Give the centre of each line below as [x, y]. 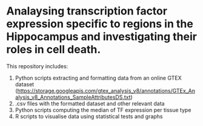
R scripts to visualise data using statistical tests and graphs [89, 116]
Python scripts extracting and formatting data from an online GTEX [98, 78]
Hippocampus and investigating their [101, 37]
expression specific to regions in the [100, 24]
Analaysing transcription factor [87, 11]
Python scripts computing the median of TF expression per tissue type [103, 110]
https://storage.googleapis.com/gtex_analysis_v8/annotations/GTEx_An [106, 90]
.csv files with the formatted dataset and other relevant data [90, 103]
